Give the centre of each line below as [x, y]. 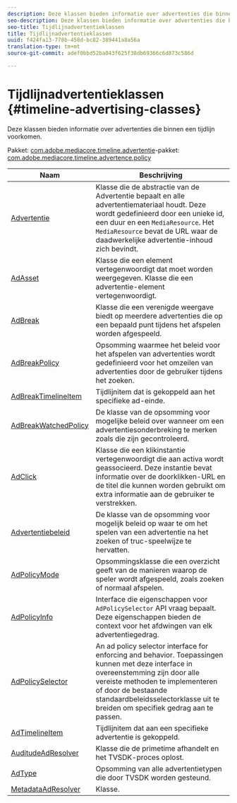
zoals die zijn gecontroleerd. [142, 439]
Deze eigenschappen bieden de [148, 617]
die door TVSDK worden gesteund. [153, 778]
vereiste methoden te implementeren [157, 681]
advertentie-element [130, 287]
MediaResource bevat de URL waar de [157, 231]
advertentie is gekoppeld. [138, 737]
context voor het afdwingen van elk [154, 626]
